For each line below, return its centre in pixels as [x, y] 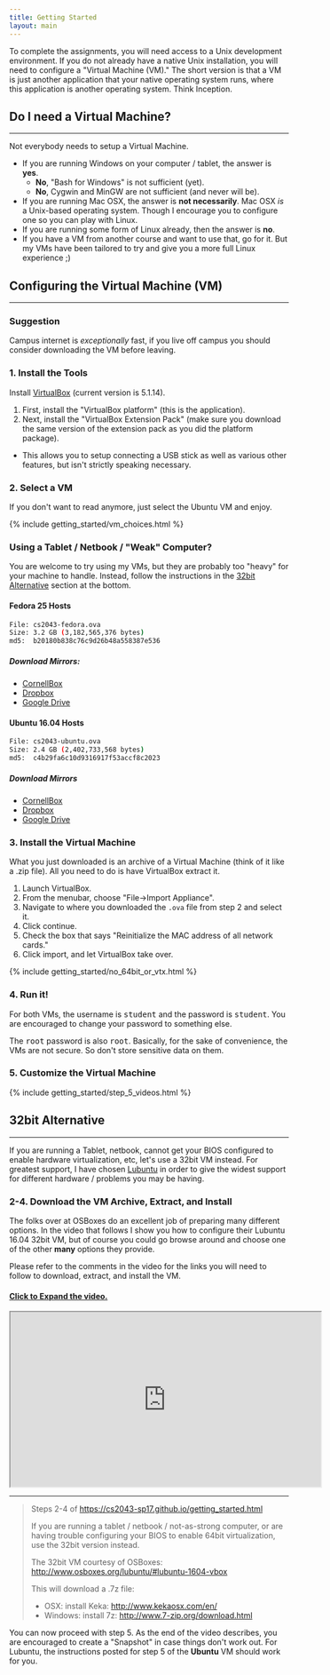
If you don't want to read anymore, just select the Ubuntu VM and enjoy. [141, 507]
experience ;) [46, 258]
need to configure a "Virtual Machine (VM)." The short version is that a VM [145, 70]
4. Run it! [29, 995]
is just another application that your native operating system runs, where [141, 79]
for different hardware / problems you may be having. [107, 1179]
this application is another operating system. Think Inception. [121, 89]
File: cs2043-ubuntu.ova [55, 742]
